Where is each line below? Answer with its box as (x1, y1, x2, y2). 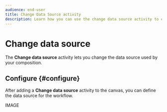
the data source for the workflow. (5, 93, 74, 99)
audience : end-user (5, 7, 46, 12)
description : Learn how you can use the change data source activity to (5, 16, 159, 21)
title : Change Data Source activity (5, 12, 81, 17)
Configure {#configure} (5, 74, 81, 83)
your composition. (5, 60, 42, 66)
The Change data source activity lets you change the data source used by (5, 54, 158, 60)
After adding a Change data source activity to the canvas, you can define (5, 88, 156, 94)
